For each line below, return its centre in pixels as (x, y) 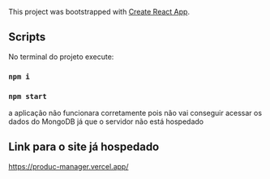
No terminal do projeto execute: (61, 57)
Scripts (27, 37)
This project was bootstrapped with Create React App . (99, 12)
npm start (28, 96)
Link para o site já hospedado (84, 147)
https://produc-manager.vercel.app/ (69, 166)
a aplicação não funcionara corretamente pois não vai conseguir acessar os (135, 113)
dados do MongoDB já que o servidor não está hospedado (106, 121)
